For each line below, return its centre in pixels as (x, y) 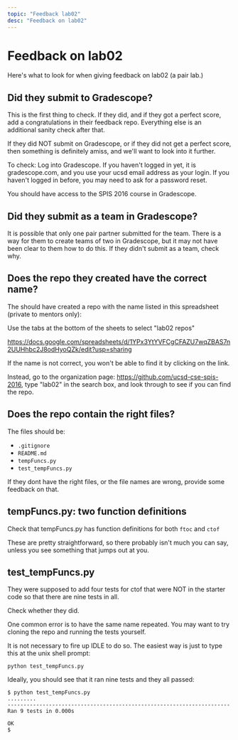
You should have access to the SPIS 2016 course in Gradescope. (102, 194)
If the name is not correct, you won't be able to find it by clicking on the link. (119, 363)
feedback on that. (33, 489)
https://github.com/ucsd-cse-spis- (168, 377)
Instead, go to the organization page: (61, 377)
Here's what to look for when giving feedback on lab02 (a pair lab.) (106, 75)
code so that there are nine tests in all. (63, 597)
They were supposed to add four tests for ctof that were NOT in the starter (117, 589)
